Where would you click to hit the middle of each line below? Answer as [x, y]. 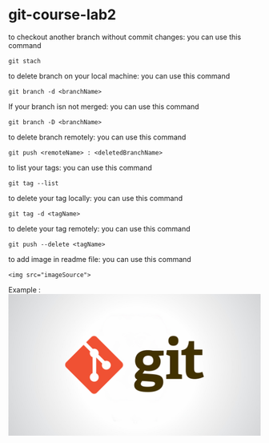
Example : [25, 289]
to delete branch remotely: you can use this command [97, 137]
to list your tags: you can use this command [80, 167]
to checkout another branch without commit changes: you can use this [125, 37]
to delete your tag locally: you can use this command [95, 198]
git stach [25, 61]
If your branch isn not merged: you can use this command [104, 107]
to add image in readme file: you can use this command [100, 259]
